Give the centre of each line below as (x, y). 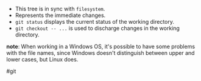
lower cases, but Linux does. (42, 59)
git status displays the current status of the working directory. (95, 22)
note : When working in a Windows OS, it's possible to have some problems (101, 46)
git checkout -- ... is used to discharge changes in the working (97, 28)
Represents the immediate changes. (60, 15)
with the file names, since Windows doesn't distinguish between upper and (100, 53)
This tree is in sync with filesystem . (60, 9)
